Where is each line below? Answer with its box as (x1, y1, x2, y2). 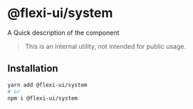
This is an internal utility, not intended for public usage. (24, 42, 187, 50)
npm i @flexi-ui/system (7, 94, 78, 102)
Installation (7, 62, 58, 75)
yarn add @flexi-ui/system (7, 81, 88, 88)
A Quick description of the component (7, 28, 120, 37)
